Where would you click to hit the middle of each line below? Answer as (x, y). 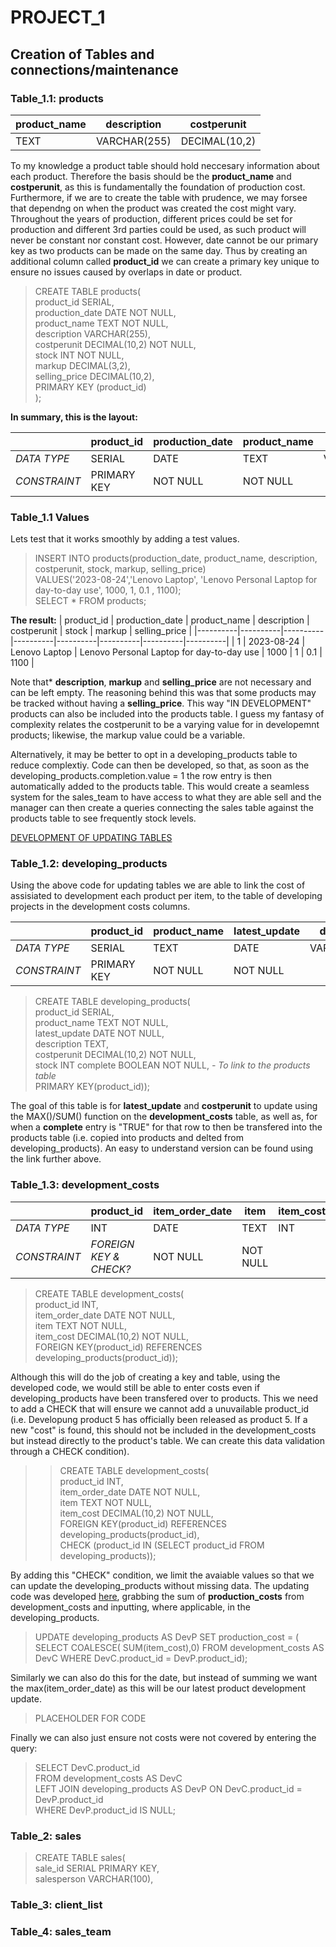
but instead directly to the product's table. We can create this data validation (167, 1440)
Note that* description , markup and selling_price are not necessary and (161, 682)
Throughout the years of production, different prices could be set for (151, 218)
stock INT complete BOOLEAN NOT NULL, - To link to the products (172, 1065)
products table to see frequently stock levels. (103, 818)
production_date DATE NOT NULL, (105, 312)
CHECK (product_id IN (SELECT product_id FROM (162, 1545)
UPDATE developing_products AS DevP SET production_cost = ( (167, 1637)
